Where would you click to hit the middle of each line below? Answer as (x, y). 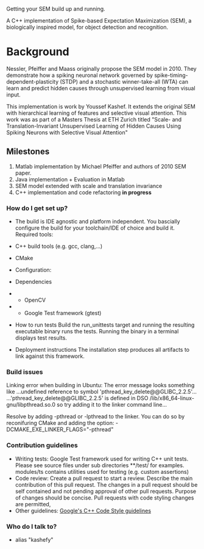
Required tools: (34, 235)
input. (14, 95)
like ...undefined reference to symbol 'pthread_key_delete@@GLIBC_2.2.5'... (101, 392)
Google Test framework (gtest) (63, 313)
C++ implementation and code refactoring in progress (83, 192)
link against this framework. (50, 356)
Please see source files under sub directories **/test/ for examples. (100, 465)
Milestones (28, 152)
